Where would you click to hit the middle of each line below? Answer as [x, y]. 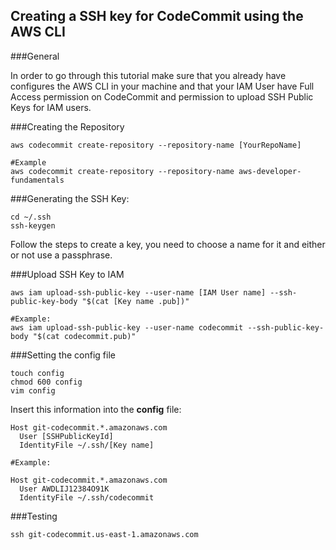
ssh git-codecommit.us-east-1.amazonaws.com [104, 534]
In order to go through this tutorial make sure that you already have [148, 75]
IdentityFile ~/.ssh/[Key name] [87, 445]
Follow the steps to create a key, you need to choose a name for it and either [168, 244]
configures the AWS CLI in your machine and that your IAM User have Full [162, 86]
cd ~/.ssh [31, 217]
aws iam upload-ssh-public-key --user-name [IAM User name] [138, 292]
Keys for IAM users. [51, 107]
